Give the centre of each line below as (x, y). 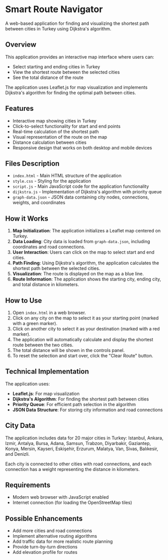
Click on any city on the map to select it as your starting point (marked (86, 318)
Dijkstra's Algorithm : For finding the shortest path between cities (81, 399)
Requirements (28, 485)
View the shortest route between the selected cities (66, 72)
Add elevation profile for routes (45, 552)
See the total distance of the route (48, 77)
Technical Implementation (47, 371)
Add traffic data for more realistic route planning (63, 542)
